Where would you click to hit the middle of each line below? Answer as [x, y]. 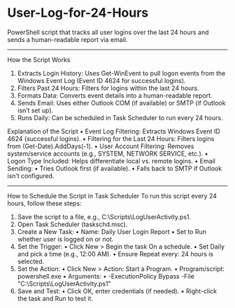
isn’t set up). [35, 110]
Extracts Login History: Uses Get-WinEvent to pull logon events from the [121, 73]
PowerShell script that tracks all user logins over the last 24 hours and [108, 32]
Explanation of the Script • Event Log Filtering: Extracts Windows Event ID [114, 131]
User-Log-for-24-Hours [78, 13]
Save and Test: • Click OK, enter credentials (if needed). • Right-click [117, 291]
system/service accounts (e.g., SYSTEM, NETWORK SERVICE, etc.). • [108, 153]
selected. [31, 261]
